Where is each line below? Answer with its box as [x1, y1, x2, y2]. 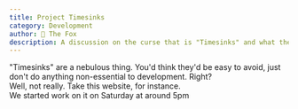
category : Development [9, 21, 93, 30]
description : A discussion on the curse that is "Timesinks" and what [9, 37, 276, 47]
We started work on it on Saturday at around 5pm [9, 90, 190, 101]
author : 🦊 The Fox [9, 29, 77, 38]
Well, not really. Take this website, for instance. [9, 81, 182, 91]
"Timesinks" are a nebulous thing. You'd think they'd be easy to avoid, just [9, 62, 281, 73]
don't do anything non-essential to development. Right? [9, 72, 213, 82]
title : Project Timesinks [9, 12, 105, 22]
